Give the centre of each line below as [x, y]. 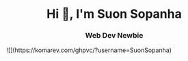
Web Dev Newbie [114, 36]
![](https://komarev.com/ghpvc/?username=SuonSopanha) [89, 50]
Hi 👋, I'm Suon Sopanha [114, 14]
